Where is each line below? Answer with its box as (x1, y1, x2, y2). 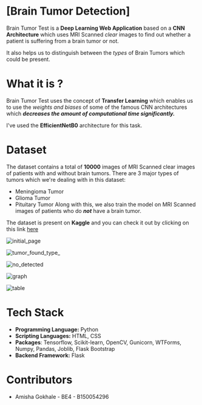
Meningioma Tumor (15, 187, 64, 195)
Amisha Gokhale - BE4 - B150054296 (15, 393, 109, 400)
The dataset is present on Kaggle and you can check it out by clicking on (6, 219, 189, 226)
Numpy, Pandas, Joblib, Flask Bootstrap (15, 345, 115, 352)
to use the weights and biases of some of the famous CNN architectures (6, 103, 187, 111)
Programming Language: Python (15, 325, 99, 333)
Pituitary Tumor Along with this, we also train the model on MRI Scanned (15, 201, 196, 208)
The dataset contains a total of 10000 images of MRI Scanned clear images (6, 163, 195, 170)
